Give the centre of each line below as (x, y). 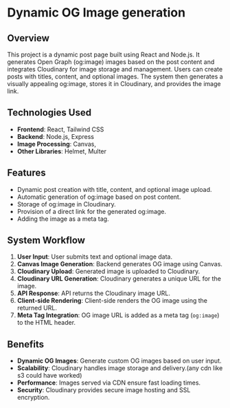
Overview (28, 38)
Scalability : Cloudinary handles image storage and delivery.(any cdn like (120, 368)
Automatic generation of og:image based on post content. (99, 197)
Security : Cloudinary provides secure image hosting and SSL (104, 390)
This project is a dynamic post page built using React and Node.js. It (104, 54)
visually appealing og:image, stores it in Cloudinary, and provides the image (114, 84)
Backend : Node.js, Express (56, 136)
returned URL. (37, 308)
